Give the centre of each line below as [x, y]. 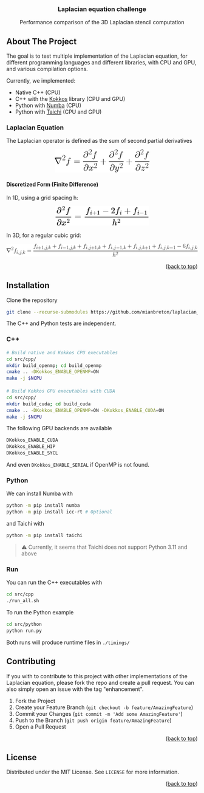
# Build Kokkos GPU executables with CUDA [61, 391]
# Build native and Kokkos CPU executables [62, 352]
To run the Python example [40, 612]
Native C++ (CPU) [38, 92]
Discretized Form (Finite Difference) [53, 184]
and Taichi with [25, 524]
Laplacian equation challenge [102, 9]
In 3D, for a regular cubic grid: [44, 235]
